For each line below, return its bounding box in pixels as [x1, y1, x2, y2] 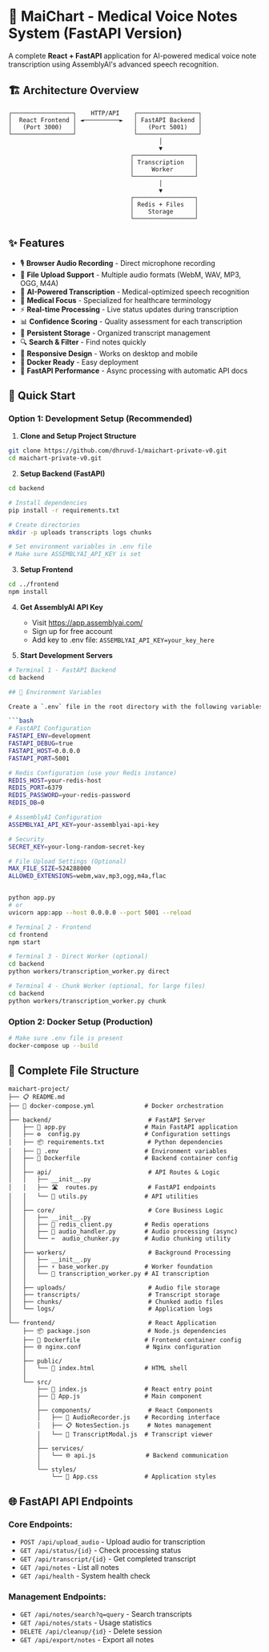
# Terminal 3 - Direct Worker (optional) [8, 952, 149, 961]
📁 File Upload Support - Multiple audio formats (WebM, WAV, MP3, [19, 269, 242, 280]
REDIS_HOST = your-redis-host [8, 776, 102, 784]
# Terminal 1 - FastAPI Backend [8, 666, 116, 674]
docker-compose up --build [8, 1041, 98, 1049]
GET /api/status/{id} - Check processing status [19, 1546, 182, 1556]
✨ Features [8, 236, 65, 250]
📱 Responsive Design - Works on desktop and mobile [19, 349, 199, 358]
